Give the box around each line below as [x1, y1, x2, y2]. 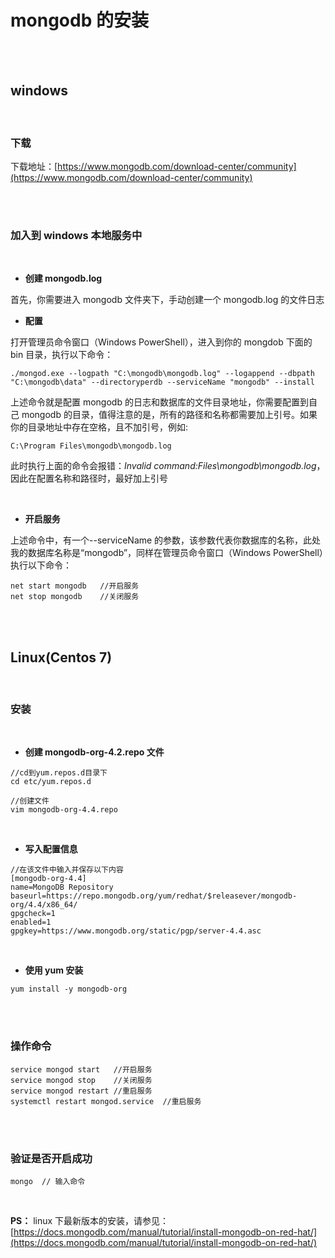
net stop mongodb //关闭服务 [10, 592, 140, 602]
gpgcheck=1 [10, 909, 56, 919]
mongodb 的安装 [10, 9, 149, 32]
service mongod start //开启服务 [10, 1064, 153, 1075]
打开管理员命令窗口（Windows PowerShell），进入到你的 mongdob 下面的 [10, 336, 313, 348]
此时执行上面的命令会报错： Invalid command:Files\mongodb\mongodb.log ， [10, 460, 326, 472]
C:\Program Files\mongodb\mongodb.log [10, 441, 172, 451]
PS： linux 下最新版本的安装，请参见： [10, 1215, 170, 1227]
